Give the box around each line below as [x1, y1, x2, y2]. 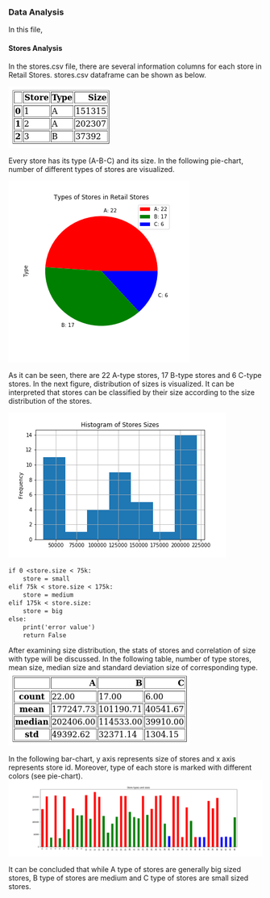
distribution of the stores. [8, 396, 93, 405]
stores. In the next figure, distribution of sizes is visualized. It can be [8, 379, 235, 388]
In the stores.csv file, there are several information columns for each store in [8, 61, 262, 71]
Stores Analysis [8, 43, 63, 52]
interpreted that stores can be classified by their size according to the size [8, 387, 255, 397]
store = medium [23, 590, 74, 599]
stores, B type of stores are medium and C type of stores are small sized [8, 873, 249, 883]
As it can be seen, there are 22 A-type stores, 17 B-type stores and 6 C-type [8, 370, 262, 380]
